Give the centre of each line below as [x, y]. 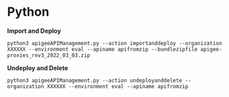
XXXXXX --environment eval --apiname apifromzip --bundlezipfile [102, 49]
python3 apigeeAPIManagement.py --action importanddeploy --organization [115, 43]
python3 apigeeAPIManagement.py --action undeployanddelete [95, 80]
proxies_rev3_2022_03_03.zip [49, 55]
